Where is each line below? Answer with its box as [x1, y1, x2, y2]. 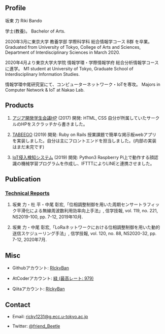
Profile [5, 4, 26, 12]
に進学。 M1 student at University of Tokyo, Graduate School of [5, 66, 134, 71]
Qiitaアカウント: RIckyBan [12, 286, 65, 292]
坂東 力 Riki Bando [5, 17, 42, 24]
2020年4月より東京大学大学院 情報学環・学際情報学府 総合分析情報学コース [5, 59, 159, 66]
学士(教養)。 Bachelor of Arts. [5, 28, 66, 34]
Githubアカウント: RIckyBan [12, 265, 69, 271]
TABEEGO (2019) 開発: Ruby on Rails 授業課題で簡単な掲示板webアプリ [12, 132, 157, 137]
